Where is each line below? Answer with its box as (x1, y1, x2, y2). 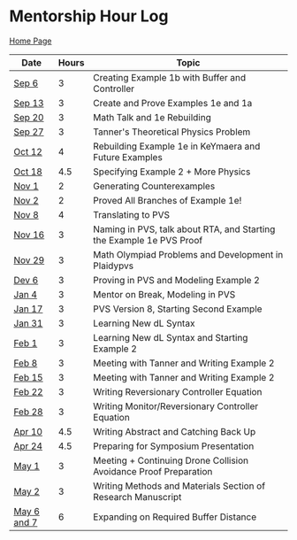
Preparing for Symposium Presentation (92, 440, 255, 452)
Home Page (9, 35, 52, 46)
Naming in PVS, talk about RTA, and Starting (92, 223, 276, 235)
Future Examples (92, 150, 164, 163)
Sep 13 (13, 96, 44, 109)
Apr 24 (13, 440, 42, 452)
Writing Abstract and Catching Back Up (92, 425, 256, 437)
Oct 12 (13, 145, 42, 158)
